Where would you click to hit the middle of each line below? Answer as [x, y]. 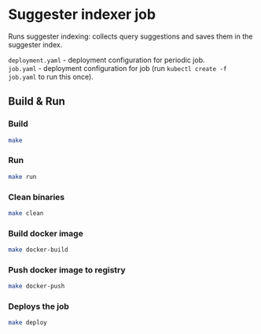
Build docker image [46, 233]
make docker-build [38, 250]
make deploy [28, 323]
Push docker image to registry [67, 269]
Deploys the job [39, 306]
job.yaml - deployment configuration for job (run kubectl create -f [118, 68]
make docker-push [37, 286]
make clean [26, 213]
